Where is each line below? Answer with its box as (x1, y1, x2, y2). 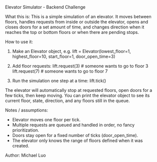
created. (12, 143, 29, 149)
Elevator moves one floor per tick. (12, 117, 81, 122)
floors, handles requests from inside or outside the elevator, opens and (5, 19, 149, 25)
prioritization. (12, 127, 39, 133)
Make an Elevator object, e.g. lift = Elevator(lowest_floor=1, (12, 49, 131, 54)
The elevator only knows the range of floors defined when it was (12, 137, 143, 143)
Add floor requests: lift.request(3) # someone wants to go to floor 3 (12, 63, 149, 69)
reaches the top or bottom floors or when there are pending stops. (5, 29, 139, 35)
